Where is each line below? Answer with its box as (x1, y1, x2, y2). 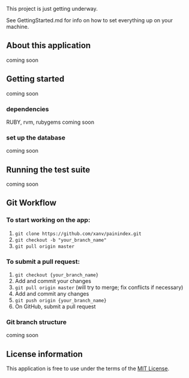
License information (6, 349, 83, 359)
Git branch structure (6, 318, 67, 326)
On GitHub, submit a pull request (14, 303, 96, 310)
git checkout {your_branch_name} (14, 272, 99, 278)
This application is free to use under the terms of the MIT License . (6, 365, 170, 372)
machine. (6, 23, 29, 30)
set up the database (6, 133, 66, 142)
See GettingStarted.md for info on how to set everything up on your (6, 17, 173, 23)
